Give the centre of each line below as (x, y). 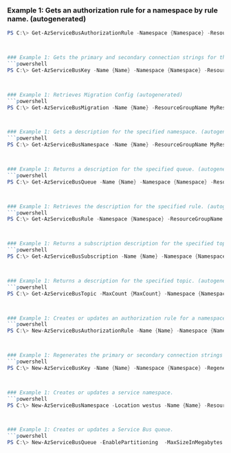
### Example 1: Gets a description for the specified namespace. (102, 132)
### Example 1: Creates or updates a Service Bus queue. (90, 430)
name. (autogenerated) (47, 19)
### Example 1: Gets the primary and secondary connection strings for (112, 58)
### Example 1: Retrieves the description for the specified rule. (106, 206)
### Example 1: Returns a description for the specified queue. (101, 169)
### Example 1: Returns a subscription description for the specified (110, 244)
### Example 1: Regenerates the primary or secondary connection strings (115, 355)
